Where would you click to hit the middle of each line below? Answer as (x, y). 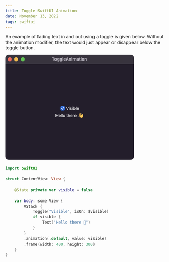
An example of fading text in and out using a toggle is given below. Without (85, 37)
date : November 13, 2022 (32, 16)
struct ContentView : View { (35, 179)
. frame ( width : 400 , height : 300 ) (60, 244)
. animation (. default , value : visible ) (65, 238)
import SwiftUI (22, 168)
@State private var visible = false (54, 190)
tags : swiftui (21, 22)
